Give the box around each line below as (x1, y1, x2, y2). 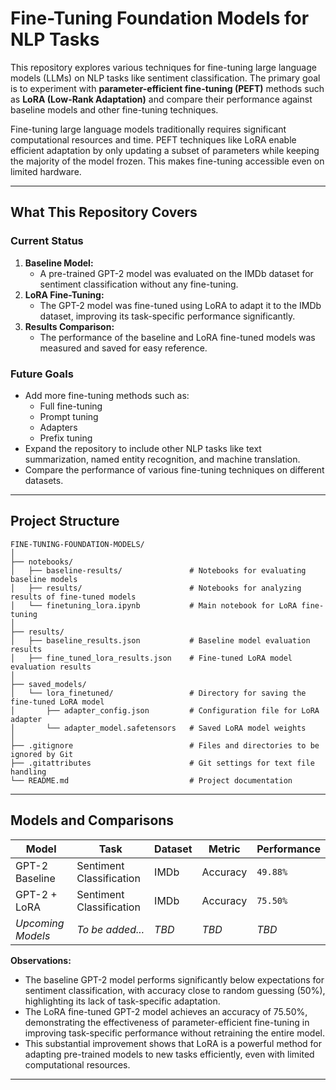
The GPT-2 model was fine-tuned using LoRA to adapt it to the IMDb (39, 299, 322, 311)
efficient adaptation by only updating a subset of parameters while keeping (10, 144, 320, 156)
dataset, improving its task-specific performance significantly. (39, 310, 296, 322)
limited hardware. (10, 165, 82, 177)
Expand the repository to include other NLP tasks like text (24, 442, 262, 454)
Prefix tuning (39, 432, 93, 444)
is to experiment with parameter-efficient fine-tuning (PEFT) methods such (10, 82, 325, 94)
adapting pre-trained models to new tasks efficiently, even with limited (24, 1048, 315, 1060)
